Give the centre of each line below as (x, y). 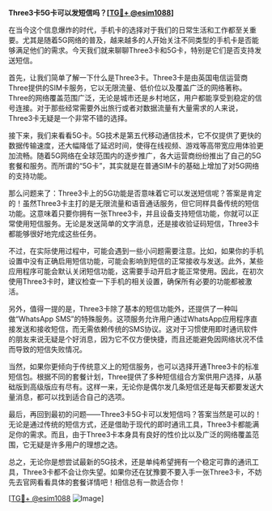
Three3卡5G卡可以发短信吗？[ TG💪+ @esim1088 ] (91, 13)
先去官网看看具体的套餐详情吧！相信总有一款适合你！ (97, 482)
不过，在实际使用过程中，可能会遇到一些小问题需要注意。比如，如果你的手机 (136, 251)
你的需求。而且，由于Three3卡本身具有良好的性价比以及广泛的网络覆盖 (134, 434)
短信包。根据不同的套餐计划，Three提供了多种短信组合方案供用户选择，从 (132, 377)
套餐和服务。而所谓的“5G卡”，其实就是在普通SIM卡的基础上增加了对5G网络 (134, 166)
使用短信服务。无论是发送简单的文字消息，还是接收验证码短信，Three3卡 (137, 223)
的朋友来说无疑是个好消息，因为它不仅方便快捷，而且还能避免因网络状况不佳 (136, 339)
